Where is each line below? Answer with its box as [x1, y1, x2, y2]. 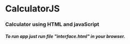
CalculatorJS [5, 3, 60, 14]
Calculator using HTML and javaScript [5, 21, 99, 28]
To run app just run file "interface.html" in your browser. [5, 33, 125, 39]
